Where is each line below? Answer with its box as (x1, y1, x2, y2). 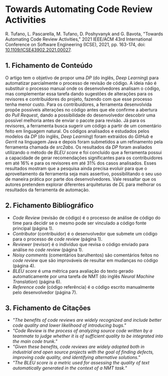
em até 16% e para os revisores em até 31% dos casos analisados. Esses (5, 160, 157, 166)
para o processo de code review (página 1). (12, 236, 103, 242)
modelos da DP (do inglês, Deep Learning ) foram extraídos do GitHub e (5, 133, 153, 139)
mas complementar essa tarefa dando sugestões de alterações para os (5, 90, 153, 96)
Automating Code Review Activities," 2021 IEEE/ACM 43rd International (5, 36, 152, 42)
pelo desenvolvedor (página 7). (12, 289, 77, 295)
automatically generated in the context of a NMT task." (12, 365, 127, 371)
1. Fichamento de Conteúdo (5, 61, 93, 70)
